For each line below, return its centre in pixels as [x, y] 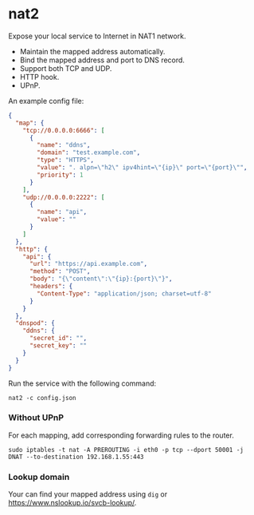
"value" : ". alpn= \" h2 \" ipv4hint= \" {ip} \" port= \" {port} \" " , [142, 168]
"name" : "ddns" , [64, 145]
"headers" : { [51, 287]
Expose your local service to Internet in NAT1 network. [97, 36]
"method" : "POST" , [60, 271]
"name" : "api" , [62, 212]
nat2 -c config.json [43, 398]
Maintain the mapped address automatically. [92, 51]
